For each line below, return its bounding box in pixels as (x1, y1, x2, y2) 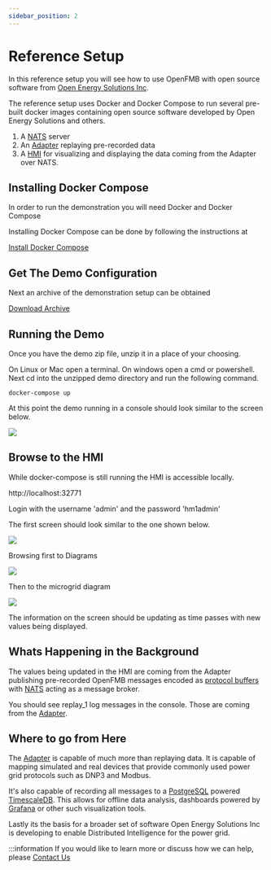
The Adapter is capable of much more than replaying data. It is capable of (8, 754, 256, 763)
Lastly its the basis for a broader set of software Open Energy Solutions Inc (8, 820, 260, 829)
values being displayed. (8, 621, 88, 631)
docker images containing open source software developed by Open (24, 107, 255, 116)
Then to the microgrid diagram (8, 581, 111, 591)
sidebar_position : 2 (8, 11, 79, 20)
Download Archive (8, 304, 71, 313)
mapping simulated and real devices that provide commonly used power (8, 762, 251, 772)
